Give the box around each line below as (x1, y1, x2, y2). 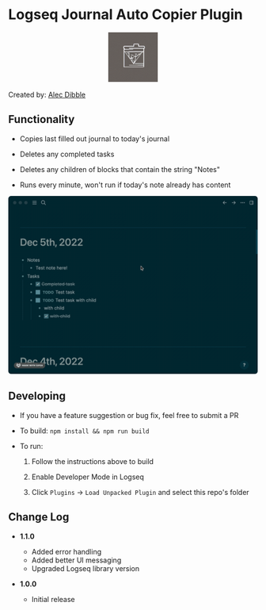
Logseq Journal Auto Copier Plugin (8, 6, 243, 24)
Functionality (8, 113, 75, 126)
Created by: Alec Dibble (8, 90, 86, 99)
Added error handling (31, 547, 101, 556)
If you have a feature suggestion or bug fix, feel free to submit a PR (19, 410, 239, 420)
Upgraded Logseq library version (31, 563, 140, 573)
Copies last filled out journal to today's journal (19, 133, 170, 144)
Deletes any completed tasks (19, 149, 115, 159)
